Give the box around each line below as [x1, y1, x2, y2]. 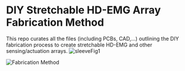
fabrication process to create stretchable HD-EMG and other [6, 41, 153, 48]
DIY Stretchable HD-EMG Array [6, 3, 161, 17]
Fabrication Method [6, 16, 105, 29]
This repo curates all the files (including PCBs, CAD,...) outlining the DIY [6, 35, 179, 42]
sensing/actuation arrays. [6, 47, 68, 54]
